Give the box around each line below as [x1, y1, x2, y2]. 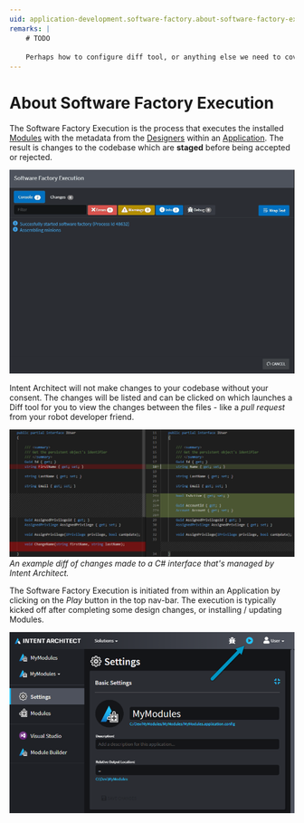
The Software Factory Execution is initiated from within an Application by [9, 585, 280, 596]
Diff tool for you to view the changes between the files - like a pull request [9, 401, 285, 412]
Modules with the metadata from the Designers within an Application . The [9, 132, 284, 144]
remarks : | [9, 24, 51, 33]
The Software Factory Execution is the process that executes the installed [9, 123, 284, 134]
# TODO [25, 33, 51, 43]
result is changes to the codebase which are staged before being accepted [9, 142, 291, 153]
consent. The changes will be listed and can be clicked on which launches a [9, 392, 293, 403]
